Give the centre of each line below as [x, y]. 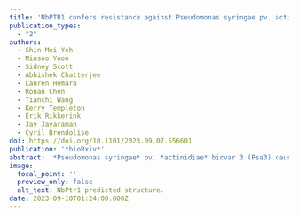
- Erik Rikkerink [49, 116]
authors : [25, 42]
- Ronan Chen [41, 91]
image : [21, 166]
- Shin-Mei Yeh [45, 50]
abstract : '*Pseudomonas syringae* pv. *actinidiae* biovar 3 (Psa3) [141, 157]
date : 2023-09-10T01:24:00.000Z [69, 199]
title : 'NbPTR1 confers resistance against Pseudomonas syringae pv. [141, 17]
